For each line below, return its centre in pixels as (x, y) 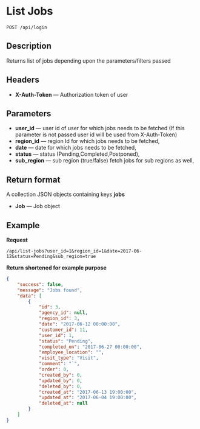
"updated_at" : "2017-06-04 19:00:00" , (88, 398)
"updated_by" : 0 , (61, 381)
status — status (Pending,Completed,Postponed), (77, 154)
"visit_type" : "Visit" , (68, 358)
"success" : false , (40, 284)
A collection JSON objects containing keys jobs (66, 194)
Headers (23, 80)
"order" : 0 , (54, 369)
